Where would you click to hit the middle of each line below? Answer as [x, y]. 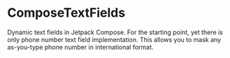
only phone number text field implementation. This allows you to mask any [114, 39]
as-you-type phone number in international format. [80, 47]
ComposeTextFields [66, 13]
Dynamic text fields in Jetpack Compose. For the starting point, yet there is [115, 32]
